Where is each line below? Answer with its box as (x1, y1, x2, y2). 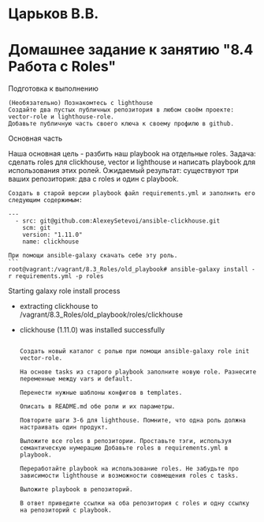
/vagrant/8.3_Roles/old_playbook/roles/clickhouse (19, 310, 184, 320)
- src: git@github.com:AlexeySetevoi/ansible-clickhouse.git (15, 217, 221, 225)
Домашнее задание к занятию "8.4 (8, 41, 254, 59)
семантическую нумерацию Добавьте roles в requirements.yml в (19, 444, 229, 453)
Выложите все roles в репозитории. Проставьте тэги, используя (19, 438, 232, 445)
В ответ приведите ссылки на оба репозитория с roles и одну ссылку (19, 499, 250, 508)
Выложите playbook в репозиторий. (19, 486, 133, 494)
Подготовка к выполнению (8, 84, 99, 93)
